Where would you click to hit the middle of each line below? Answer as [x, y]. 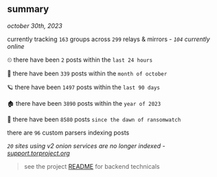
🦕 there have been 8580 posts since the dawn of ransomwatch [94, 119]
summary [28, 9]
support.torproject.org [38, 153]
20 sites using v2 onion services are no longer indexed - [86, 145]
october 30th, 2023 [35, 25]
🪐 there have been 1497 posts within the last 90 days [83, 87]
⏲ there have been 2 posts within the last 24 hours [80, 60]
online [16, 46]
